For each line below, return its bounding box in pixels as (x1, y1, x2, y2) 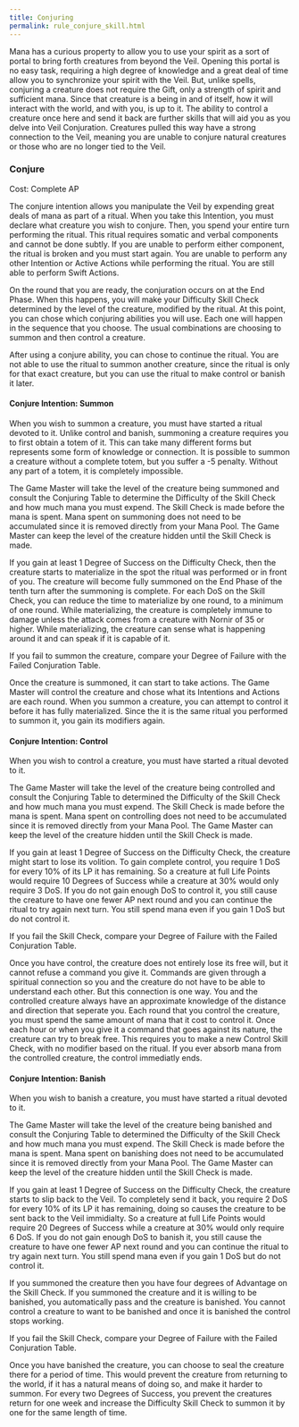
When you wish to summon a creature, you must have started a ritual (9, 418, 263, 429)
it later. (9, 377, 35, 389)
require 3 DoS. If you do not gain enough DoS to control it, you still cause (9, 886, 278, 896)
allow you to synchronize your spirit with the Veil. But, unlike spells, (9, 74, 256, 85)
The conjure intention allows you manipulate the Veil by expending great (9, 200, 275, 211)
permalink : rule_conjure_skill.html (9, 21, 145, 30)
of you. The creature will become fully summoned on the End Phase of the (9, 576, 283, 586)
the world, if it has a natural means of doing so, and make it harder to (9, 1379, 263, 1389)
